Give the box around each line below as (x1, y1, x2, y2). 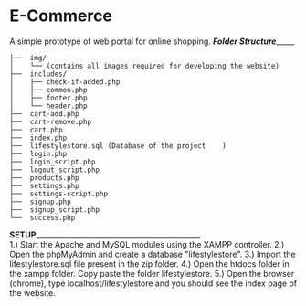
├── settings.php (9, 181, 79, 190)
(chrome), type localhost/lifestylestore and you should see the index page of (9, 278, 298, 289)
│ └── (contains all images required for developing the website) (9, 61, 280, 70)
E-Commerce (9, 5, 112, 26)
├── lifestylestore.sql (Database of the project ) (9, 141, 227, 151)
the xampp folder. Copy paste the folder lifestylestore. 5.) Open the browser (9, 268, 295, 279)
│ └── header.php (9, 101, 89, 111)
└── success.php (9, 213, 76, 222)
